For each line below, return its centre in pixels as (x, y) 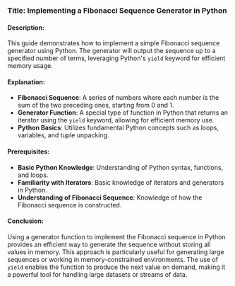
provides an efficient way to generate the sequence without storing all (109, 244)
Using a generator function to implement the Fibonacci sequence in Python (116, 236)
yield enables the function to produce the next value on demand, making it (116, 267)
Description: (26, 28)
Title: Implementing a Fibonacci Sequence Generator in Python (117, 11)
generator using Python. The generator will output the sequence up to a (112, 51)
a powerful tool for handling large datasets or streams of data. (97, 274)
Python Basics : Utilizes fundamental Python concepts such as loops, (118, 128)
